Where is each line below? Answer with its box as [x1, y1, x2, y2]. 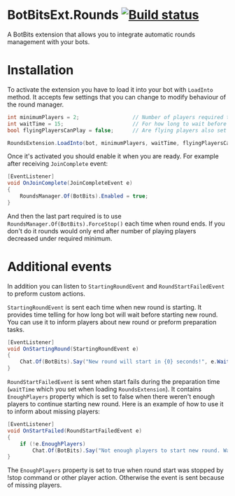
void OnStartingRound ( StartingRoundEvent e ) [7, 345, 139, 352]
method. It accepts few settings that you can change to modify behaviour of [7, 92, 226, 101]
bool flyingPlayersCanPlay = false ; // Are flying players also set [7, 127, 227, 134]
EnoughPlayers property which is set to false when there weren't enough [7, 392, 215, 401]
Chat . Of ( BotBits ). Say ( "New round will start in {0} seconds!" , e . [20, 358, 218, 366]
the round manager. [7, 100, 64, 109]
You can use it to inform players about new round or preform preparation [7, 317, 217, 326]
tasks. [7, 325, 25, 333]
